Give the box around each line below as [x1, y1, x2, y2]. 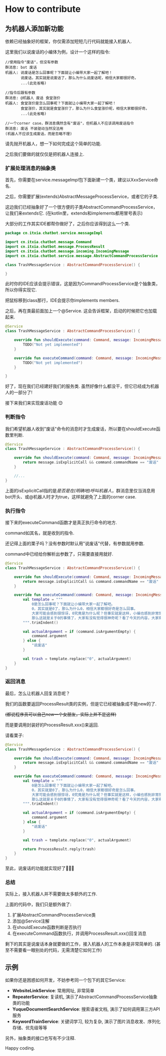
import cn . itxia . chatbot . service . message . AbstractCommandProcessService [5, 253, 158, 258]
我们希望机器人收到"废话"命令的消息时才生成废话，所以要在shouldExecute [5, 426, 157, 432]
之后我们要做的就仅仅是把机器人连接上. [5, 151, 85, 157]
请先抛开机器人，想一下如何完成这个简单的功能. [5, 141, 102, 146]
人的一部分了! [5, 390, 33, 396]
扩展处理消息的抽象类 [5, 165, 56, 172]
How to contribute [5, 3, 81, 15]
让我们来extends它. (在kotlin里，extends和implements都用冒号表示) [5, 210, 143, 216]
